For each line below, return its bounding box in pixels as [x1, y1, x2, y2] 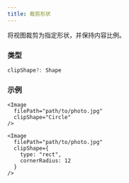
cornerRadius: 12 [20, 157, 72, 165]
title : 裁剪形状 [7, 10, 51, 18]
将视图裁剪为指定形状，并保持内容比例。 [7, 30, 125, 39]
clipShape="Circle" [13, 114, 72, 121]
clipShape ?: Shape [7, 67, 62, 74]
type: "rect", [20, 151, 62, 158]
